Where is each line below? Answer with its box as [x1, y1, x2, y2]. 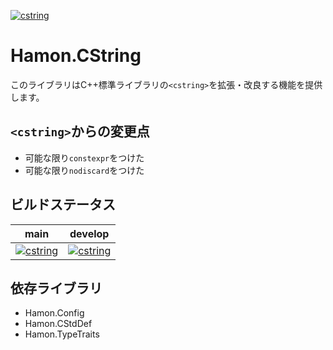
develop [69, 226, 110, 240]
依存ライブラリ [10, 280, 103, 297]
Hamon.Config [24, 307, 85, 319]
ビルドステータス [10, 196, 116, 214]
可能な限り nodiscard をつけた [24, 164, 145, 176]
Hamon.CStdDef [24, 318, 93, 330]
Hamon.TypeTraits [24, 328, 100, 340]
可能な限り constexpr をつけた [24, 151, 145, 164]
